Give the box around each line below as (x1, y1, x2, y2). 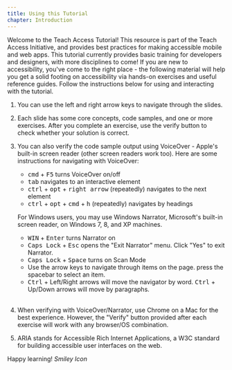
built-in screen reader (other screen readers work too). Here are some (17, 149, 217, 158)
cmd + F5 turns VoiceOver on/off (27, 170, 121, 178)
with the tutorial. (7, 87, 54, 95)
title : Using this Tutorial (7, 10, 89, 17)
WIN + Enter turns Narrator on (27, 233, 116, 242)
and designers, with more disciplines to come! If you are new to (7, 57, 188, 66)
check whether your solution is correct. (17, 129, 130, 137)
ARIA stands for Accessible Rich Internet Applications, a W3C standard (17, 333, 220, 342)
